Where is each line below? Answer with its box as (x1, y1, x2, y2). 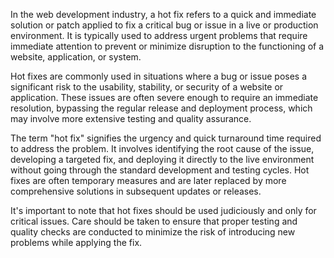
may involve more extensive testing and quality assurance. (10, 113, 252, 124)
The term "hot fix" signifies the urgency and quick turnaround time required (10, 132, 322, 144)
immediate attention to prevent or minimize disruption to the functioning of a (10, 40, 325, 52)
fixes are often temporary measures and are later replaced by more (10, 175, 287, 186)
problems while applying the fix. (10, 237, 143, 248)
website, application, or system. (10, 51, 142, 63)
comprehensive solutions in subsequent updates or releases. (10, 185, 262, 197)
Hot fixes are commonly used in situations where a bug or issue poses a (10, 70, 308, 82)
